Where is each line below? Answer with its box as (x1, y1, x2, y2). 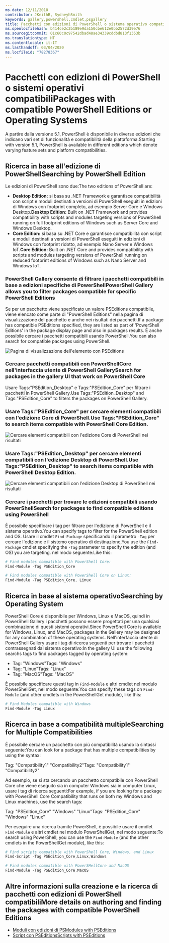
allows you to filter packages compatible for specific (5, 288, 137, 295)
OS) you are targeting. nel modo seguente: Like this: (5, 549, 112, 555)
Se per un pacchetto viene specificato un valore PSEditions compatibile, (5, 306, 155, 312)
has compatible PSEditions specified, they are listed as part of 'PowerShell (5, 322, 159, 328)
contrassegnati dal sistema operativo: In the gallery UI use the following (5, 645, 152, 651)
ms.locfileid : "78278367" (5, 50, 59, 55)
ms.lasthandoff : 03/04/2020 (5, 45, 64, 50)
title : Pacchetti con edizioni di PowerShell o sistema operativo (5, 21, 147, 27)
